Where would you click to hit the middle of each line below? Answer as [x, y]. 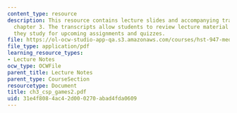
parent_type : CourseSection [49, 79]
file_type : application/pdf [49, 46]
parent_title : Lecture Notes [50, 72]
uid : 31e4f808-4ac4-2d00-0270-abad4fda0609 [72, 99]
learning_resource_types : [45, 53]
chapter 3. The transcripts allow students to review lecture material [121, 27]
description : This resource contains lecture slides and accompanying [113, 20]
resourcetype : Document [42, 86]
